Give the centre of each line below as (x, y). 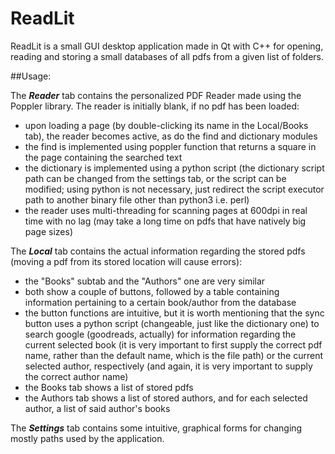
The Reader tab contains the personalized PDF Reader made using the (156, 95)
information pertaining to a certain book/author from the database (160, 302)
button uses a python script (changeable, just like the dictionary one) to (172, 323)
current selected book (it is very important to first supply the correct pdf (173, 344)
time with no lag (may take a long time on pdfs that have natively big (165, 221)
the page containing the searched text (103, 157)
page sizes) (49, 231)
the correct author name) (76, 376)
